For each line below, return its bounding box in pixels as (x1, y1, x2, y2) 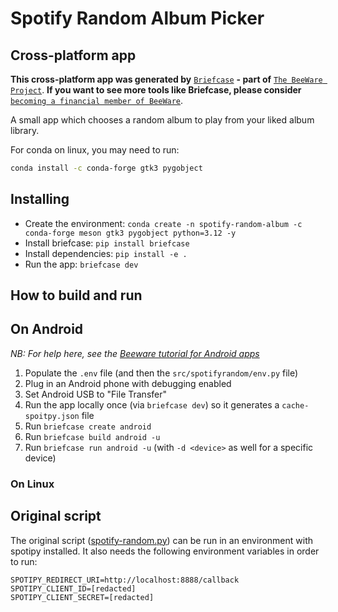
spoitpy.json (24, 411, 80, 421)
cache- (281, 400, 310, 411)
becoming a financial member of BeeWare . (10, 95, 184, 106)
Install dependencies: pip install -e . (24, 247, 188, 259)
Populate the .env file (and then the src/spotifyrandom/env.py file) (24, 367, 299, 379)
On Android (10, 321, 84, 338)
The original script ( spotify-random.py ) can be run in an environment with (10, 534, 314, 546)
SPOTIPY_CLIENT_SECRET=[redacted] (10, 592, 155, 602)
